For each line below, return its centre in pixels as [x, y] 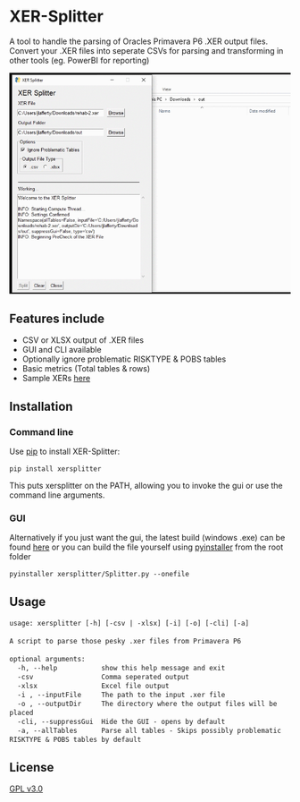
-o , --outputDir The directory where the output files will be [147, 704]
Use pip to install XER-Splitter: [65, 452]
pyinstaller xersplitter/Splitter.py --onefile [100, 575]
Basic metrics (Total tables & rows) [86, 369]
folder [20, 557]
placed [21, 713]
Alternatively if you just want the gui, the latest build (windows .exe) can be [147, 538]
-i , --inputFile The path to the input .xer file [121, 695]
